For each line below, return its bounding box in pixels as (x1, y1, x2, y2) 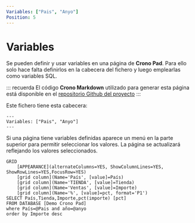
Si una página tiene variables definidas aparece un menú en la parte (6, 135, 174, 142)
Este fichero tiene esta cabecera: (6, 102, 88, 109)
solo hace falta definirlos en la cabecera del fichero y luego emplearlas (6, 66, 181, 74)
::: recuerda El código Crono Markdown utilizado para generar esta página (6, 84, 190, 91)
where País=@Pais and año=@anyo (6, 206, 86, 212)
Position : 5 (6, 14, 36, 20)
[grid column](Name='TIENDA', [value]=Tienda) (17, 180, 135, 186)
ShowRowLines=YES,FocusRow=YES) (6, 169, 86, 175)
